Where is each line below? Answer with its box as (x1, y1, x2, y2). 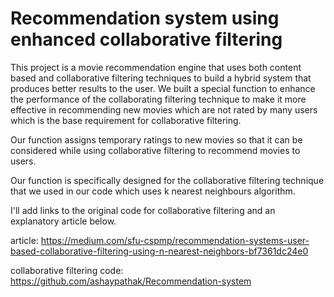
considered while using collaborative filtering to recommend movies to (10, 144, 301, 156)
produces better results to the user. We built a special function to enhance (10, 82, 316, 94)
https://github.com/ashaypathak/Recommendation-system (10, 275, 252, 287)
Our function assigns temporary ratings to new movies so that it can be (10, 133, 303, 146)
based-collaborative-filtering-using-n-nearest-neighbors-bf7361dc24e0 (10, 245, 309, 257)
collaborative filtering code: (10, 264, 124, 276)
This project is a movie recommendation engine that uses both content (10, 61, 302, 73)
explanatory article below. (10, 215, 117, 227)
